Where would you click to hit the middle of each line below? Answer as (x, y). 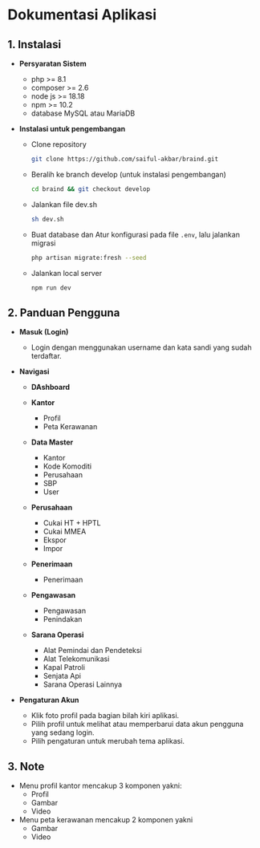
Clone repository (59, 144)
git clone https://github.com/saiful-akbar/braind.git (124, 159)
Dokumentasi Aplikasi (82, 15)
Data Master (52, 442)
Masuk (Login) (44, 332)
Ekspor (55, 540)
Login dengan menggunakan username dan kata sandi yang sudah (141, 347)
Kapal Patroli (64, 667)
